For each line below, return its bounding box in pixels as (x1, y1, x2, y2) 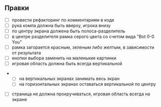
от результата (11, 50, 41, 56)
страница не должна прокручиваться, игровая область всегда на (11, 91, 151, 97)
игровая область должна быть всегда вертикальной (11, 61, 123, 67)
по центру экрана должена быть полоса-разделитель (11, 28, 126, 34)
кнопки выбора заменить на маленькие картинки (11, 55, 117, 61)
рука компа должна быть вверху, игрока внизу (11, 22, 111, 28)
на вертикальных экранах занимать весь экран (19, 76, 120, 81)
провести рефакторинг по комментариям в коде (11, 17, 114, 23)
